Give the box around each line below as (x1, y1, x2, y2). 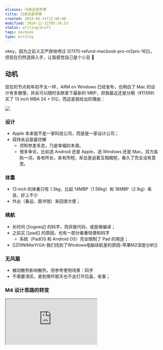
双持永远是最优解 (12, 136, 47, 142)
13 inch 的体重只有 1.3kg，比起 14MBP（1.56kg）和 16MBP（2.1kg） (12, 186, 147, 192)
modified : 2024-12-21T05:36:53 (5, 20, 69, 26)
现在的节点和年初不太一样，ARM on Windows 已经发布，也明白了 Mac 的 (5, 84, 151, 90)
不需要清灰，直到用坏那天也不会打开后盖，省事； (12, 273, 110, 279)
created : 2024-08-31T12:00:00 (5, 16, 67, 21)
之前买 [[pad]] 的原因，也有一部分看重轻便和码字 (12, 230, 110, 236)
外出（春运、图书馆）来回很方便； (12, 198, 81, 204)
